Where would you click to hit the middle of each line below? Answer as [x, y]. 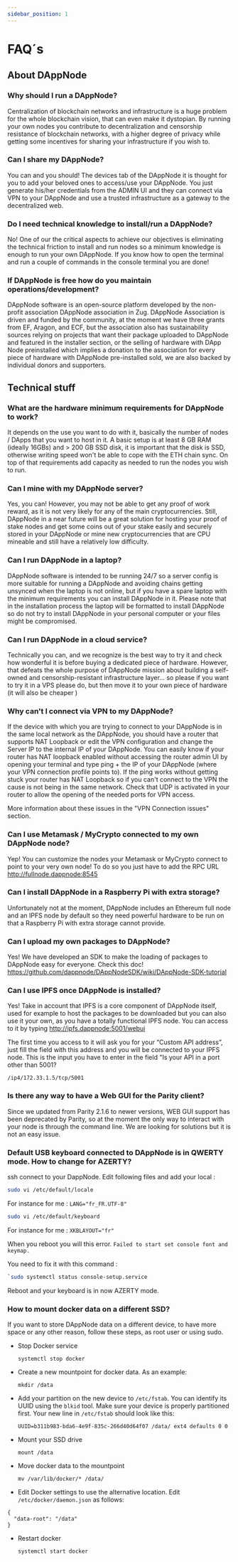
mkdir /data [35, 1385]
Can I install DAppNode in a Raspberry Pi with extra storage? [114, 892]
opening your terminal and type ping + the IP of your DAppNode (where [112, 765]
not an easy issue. [34, 1134]
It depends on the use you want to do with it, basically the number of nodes [118, 432]
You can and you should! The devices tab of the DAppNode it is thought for [117, 175]
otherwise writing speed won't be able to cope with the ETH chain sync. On [118, 455]
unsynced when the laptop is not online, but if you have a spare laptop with [117, 590]
